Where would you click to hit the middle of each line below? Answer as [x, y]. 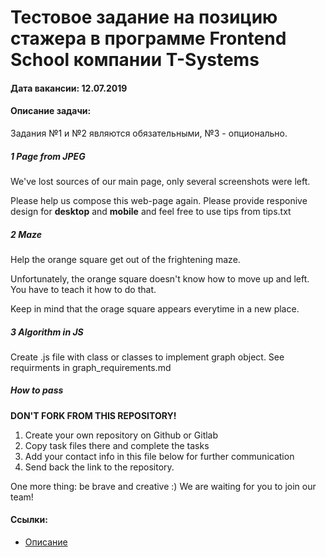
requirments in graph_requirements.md [91, 367]
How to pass [37, 390]
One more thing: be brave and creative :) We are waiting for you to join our [163, 486]
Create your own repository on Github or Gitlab [121, 435]
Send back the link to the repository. [99, 467]
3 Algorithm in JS [47, 332]
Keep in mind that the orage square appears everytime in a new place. [155, 308]
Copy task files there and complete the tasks [117, 445]
